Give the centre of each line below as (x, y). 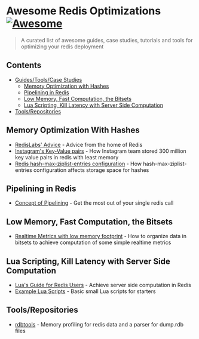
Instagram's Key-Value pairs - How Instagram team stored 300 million (100, 151)
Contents (24, 65)
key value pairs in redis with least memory (67, 157)
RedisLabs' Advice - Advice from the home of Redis (79, 144)
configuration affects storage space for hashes (91, 170)
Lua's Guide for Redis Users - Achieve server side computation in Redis (103, 285)
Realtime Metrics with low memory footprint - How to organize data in (101, 236)
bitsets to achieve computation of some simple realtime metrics (93, 242)
